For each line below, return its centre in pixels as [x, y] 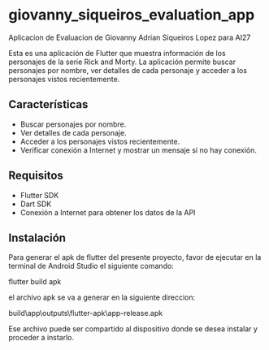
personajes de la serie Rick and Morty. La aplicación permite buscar [122, 62]
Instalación [37, 238]
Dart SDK [36, 204]
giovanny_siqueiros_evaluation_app [132, 15]
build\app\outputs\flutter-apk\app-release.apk [86, 313]
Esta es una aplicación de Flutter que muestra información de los [117, 53]
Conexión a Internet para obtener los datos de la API [108, 212]
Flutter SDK [39, 195]
